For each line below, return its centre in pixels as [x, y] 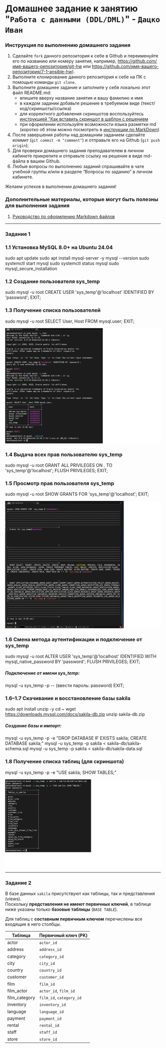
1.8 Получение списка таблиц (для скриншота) [65, 762]
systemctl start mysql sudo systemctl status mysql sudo [62, 263]
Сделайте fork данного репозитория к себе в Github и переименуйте [85, 56]
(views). [13, 899]
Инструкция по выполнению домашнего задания [68, 45]
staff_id [48, 1033]
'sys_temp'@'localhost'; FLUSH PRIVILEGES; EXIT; [57, 470]
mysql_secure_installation [31, 269]
